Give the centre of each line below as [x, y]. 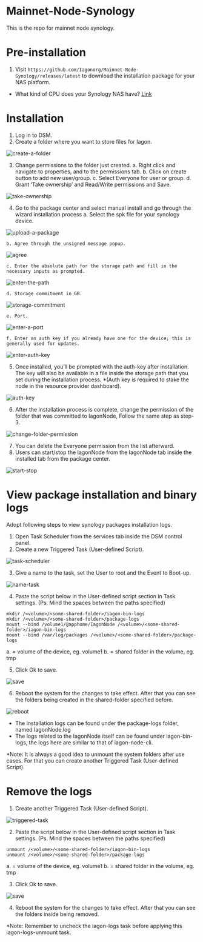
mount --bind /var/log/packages [47, 635]
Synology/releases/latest [48, 76]
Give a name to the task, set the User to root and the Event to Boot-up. [103, 573]
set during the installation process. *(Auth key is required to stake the [102, 379]
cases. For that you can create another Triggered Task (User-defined [92, 760]
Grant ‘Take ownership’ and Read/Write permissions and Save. [93, 184]
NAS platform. [32, 82]
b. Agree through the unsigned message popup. [66, 244]
